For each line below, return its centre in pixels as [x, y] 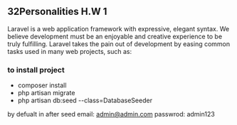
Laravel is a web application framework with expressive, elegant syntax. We [118, 28]
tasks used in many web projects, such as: [70, 51]
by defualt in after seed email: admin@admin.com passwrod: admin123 [111, 114]
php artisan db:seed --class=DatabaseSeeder [85, 100]
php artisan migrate [46, 93]
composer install [42, 85]
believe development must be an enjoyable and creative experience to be [115, 36]
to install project [36, 70]
